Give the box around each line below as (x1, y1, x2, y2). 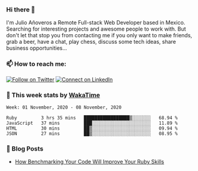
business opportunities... (6, 44, 68, 52)
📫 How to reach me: (6, 60, 67, 68)
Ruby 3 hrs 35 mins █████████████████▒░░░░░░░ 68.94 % (6, 115, 178, 121)
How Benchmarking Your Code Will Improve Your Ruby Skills (14, 158, 165, 166)
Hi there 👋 (6, 5, 36, 14)
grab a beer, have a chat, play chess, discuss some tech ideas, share (6, 38, 176, 46)
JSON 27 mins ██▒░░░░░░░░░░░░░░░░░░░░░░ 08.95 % (6, 130, 178, 137)
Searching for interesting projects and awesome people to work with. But (6, 25, 187, 32)
